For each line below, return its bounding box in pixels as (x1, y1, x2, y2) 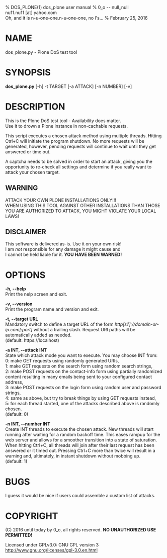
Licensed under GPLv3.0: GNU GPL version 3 (5, 542, 99, 548)
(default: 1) (5, 458, 28, 464)
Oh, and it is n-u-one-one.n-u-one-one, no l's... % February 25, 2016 (5, 15, 148, 21)
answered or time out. (5, 148, 51, 155)
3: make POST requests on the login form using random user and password (5, 385, 162, 391)
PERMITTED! (5, 532, 33, 538)
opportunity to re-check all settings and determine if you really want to (5, 163, 152, 170)
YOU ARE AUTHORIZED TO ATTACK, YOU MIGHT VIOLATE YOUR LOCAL (5, 208, 156, 214)
